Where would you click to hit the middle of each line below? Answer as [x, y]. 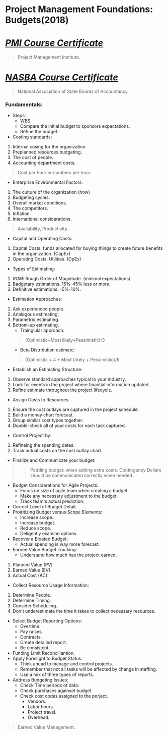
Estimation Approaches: [37, 299]
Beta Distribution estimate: [48, 350]
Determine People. [32, 595]
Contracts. [31, 637]
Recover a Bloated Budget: [40, 539]
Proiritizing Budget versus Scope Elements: [57, 512]
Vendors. [37, 701]
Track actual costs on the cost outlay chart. [57, 451]
